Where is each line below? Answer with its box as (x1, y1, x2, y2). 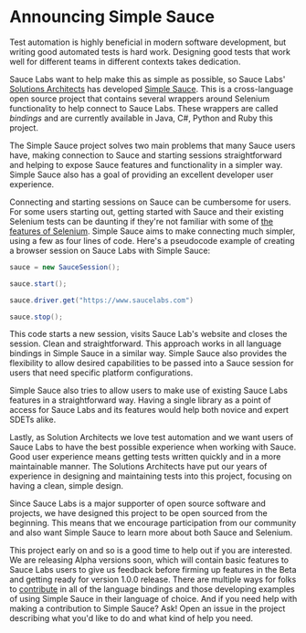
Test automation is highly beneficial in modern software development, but (9, 37, 287, 47)
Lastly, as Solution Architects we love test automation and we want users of (9, 432, 294, 443)
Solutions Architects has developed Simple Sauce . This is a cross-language (9, 83, 294, 94)
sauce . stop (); (9, 312, 64, 322)
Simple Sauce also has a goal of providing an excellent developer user (9, 169, 274, 180)
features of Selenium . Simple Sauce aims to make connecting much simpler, (9, 226, 296, 237)
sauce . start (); (9, 279, 68, 289)
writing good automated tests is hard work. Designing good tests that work (9, 46, 290, 57)
